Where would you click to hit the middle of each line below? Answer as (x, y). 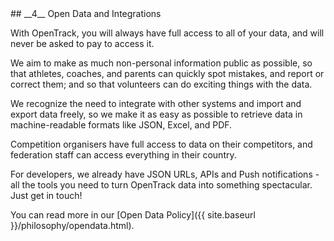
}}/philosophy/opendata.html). (72, 225)
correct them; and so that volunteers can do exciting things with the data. (161, 84)
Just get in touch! (46, 195)
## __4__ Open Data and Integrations (86, 13)
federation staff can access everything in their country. (123, 155)
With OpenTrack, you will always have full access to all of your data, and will (167, 33)
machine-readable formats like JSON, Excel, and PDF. (121, 125)
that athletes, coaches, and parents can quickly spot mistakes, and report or (167, 73)
